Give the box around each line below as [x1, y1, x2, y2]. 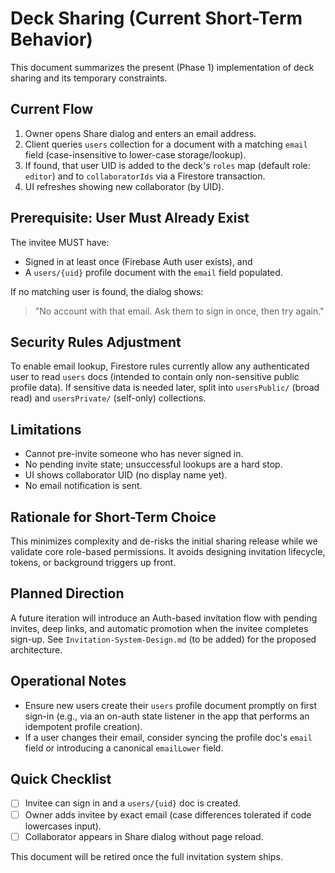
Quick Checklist [10, 771, 112, 788]
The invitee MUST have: [10, 236, 110, 248]
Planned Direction [10, 585, 125, 602]
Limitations [10, 421, 82, 438]
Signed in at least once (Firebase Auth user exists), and [24, 255, 253, 267]
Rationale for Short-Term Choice [10, 508, 217, 526]
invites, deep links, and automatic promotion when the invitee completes [10, 622, 309, 634]
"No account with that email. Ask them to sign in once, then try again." [34, 305, 325, 317]
